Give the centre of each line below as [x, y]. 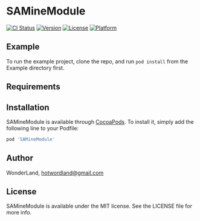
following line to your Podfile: [43, 128]
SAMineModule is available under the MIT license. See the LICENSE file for [99, 206]
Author [20, 158]
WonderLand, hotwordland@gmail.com [55, 173]
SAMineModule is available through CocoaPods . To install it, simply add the [100, 121]
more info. [19, 213]
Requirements [33, 87]
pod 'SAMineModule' [31, 139]
